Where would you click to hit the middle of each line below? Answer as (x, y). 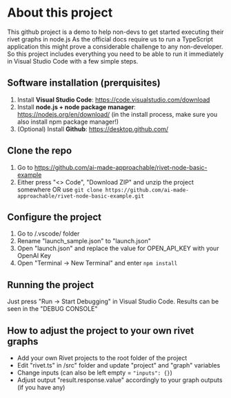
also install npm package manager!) (68, 122)
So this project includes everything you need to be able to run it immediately (115, 54)
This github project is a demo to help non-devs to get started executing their (115, 32)
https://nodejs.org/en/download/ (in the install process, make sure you (117, 114)
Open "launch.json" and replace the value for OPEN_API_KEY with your (118, 248)
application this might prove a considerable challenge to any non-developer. (115, 46)
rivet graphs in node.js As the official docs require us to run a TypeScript (110, 39)
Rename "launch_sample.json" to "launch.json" (84, 241)
